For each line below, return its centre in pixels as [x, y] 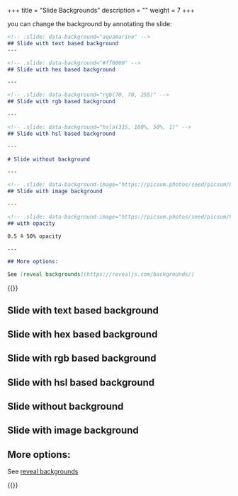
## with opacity [31, 223]
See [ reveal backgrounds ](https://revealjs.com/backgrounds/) [101, 275]
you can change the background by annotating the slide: [90, 24]
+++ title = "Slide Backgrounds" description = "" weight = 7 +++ [101, 10]
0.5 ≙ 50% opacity [34, 236]
